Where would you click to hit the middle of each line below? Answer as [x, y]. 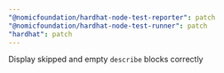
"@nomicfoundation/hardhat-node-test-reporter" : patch [112, 17]
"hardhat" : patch [40, 34]
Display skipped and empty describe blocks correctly [106, 60]
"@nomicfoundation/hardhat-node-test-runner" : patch [108, 26]
